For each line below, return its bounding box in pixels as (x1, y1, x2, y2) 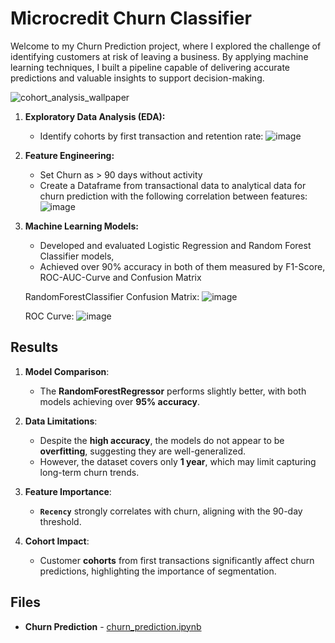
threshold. (39, 515, 82, 527)
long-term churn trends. (39, 466, 140, 478)
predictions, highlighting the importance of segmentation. (39, 565, 277, 577)
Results (10, 339, 59, 356)
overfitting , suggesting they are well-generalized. (39, 445, 246, 457)
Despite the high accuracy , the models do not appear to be (39, 434, 285, 446)
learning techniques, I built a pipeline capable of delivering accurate (10, 61, 290, 73)
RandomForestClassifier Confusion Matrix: (24, 290, 200, 302)
